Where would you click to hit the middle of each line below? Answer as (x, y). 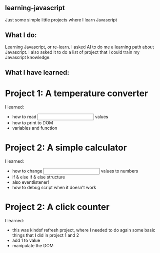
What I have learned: (37, 73)
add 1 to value (26, 240)
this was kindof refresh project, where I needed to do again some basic (84, 230)
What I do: (21, 35)
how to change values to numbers (75, 171)
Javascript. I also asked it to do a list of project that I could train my (72, 52)
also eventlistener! (30, 182)
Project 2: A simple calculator (66, 148)
